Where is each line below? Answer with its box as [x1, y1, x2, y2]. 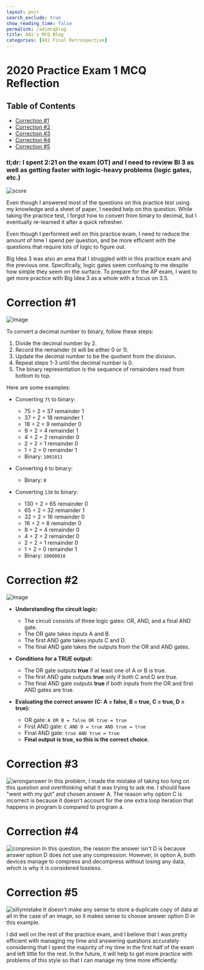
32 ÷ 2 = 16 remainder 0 [24, 513, 85, 520]
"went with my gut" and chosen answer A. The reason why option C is [6, 791, 183, 798]
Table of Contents [6, 101, 76, 111]
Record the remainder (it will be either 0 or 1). [15, 346, 129, 354]
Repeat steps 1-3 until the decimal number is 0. [15, 359, 133, 367]
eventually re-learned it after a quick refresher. [6, 218, 124, 226]
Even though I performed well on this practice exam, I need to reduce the [6, 230, 190, 238]
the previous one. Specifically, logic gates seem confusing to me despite [6, 262, 189, 269]
